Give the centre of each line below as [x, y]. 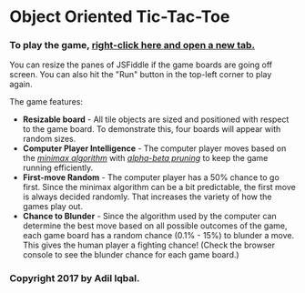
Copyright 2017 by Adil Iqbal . [75, 278]
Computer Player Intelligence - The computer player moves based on [154, 148]
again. [21, 85]
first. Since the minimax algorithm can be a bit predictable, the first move [159, 187]
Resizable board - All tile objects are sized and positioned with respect [156, 119]
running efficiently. [58, 168]
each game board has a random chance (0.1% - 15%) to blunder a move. [158, 236]
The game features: [46, 102]
